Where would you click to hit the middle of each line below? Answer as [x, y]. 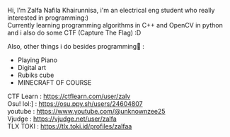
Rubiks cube [36, 75]
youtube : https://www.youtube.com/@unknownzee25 [86, 111]
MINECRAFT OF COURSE [54, 83]
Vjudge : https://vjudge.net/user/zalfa [62, 119]
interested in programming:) [48, 18]
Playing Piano [38, 60]
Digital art [32, 67]
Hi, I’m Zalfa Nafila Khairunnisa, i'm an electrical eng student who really [111, 10]
